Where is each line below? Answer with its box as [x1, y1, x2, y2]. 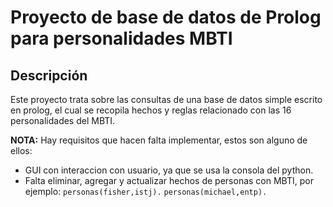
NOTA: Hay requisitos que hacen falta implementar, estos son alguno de [10, 134, 308, 146]
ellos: [10, 145, 33, 156]
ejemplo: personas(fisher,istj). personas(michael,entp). [24, 186, 268, 197]
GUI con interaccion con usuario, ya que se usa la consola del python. [24, 164, 314, 176]
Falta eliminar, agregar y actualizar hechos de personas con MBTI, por [24, 175, 314, 186]
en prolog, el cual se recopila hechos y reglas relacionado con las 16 [10, 104, 292, 116]
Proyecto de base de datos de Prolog [10, 6, 322, 29]
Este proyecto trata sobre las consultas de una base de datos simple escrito [10, 94, 323, 105]
